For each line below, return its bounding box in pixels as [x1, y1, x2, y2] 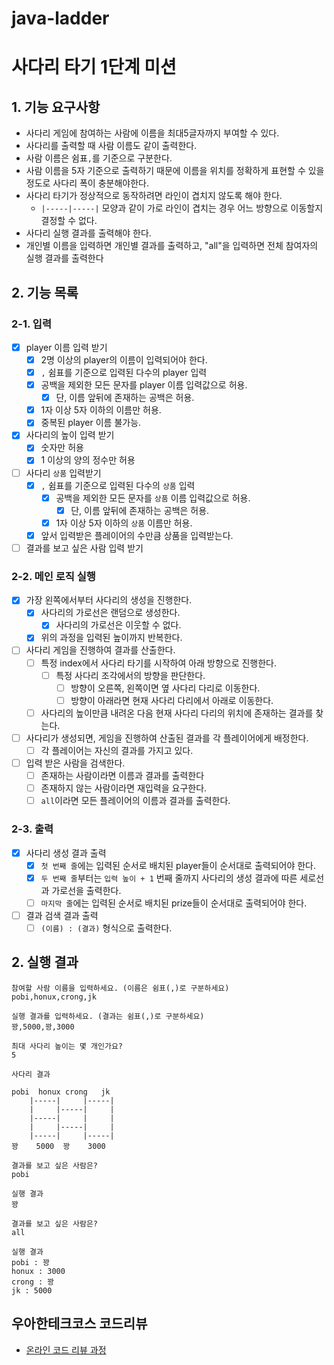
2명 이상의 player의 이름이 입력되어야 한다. [40, 353, 208, 366]
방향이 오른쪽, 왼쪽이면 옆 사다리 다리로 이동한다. [70, 682, 261, 694]
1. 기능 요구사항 [11, 98, 101, 116]
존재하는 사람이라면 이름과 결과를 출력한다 [40, 770, 205, 782]
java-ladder [11, 7, 110, 30]
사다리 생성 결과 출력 [25, 847, 107, 859]
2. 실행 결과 [11, 954, 79, 971]
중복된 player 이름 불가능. [40, 417, 142, 429]
